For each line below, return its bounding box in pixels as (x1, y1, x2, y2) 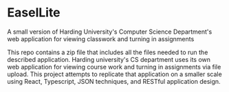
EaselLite (7, 5, 61, 21)
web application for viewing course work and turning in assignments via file (7, 62, 221, 71)
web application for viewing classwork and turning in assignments (7, 34, 195, 43)
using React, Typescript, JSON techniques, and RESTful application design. (7, 77, 221, 85)
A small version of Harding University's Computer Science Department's (7, 27, 212, 36)
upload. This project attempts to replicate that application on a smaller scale (7, 70, 222, 78)
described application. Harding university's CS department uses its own (7, 55, 211, 63)
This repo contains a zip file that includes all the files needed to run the (7, 48, 208, 56)
